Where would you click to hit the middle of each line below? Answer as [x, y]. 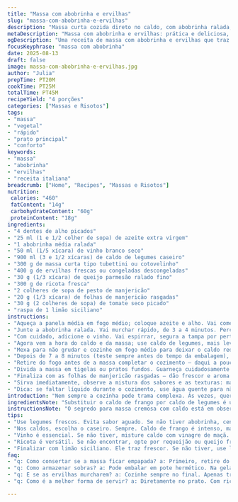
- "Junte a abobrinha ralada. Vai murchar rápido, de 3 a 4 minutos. [112, 330]
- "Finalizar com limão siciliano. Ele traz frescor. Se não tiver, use [117, 448]
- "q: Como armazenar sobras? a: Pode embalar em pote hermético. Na [112, 468]
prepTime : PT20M [31, 80]
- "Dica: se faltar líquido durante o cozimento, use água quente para [115, 389]
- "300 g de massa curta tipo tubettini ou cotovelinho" [93, 264]
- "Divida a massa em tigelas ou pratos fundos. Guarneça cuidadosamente [119, 370]
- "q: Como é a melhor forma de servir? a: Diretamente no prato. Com [114, 481]
